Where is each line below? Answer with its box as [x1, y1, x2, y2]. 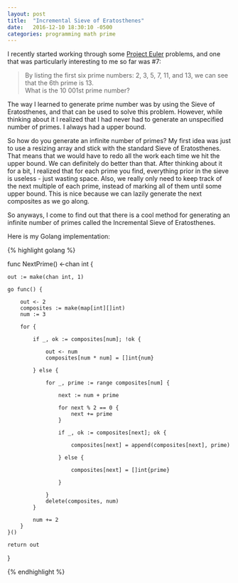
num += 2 [33, 517, 59, 524]
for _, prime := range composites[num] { [45, 379, 171, 387]
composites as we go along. [7, 197, 90, 206]
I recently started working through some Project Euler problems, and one [7, 50, 221, 58]
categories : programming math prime [7, 30, 116, 38]
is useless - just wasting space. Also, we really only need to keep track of [7, 174, 222, 183]
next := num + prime [58, 392, 119, 399]
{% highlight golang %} [7, 246, 76, 255]
